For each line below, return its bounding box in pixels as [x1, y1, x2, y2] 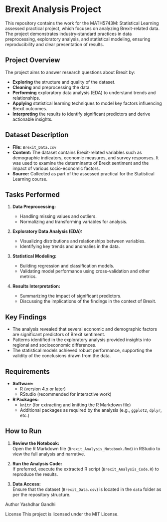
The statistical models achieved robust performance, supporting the [12, 347, 153, 354]
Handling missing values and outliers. [19, 213, 97, 219]
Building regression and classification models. [19, 263, 115, 269]
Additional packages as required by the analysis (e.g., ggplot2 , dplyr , [19, 407, 162, 413]
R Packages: [12, 397, 39, 402]
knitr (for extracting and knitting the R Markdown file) [19, 402, 131, 408]
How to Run [5, 427, 42, 435]
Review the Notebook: [12, 440, 60, 446]
